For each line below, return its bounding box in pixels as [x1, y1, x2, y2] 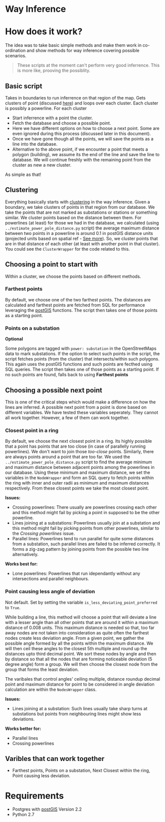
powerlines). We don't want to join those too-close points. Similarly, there [5, 449, 154, 455]
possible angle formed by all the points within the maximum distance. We [5, 640, 154, 646]
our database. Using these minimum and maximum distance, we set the [5, 469, 150, 476]
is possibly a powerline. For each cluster [5, 105, 87, 111]
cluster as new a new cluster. [12, 162, 71, 168]
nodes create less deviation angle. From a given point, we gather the [5, 635, 144, 641]
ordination [5, 48, 26, 54]
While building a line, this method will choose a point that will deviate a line [5, 614, 157, 620]
